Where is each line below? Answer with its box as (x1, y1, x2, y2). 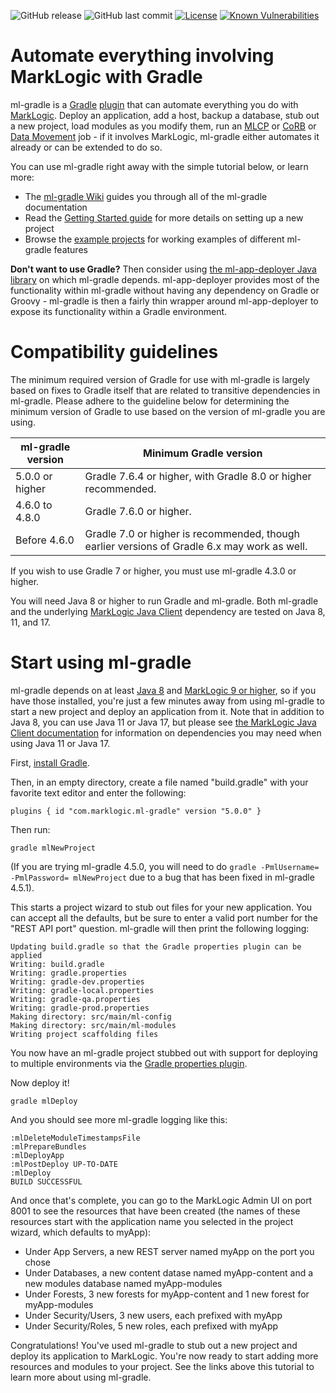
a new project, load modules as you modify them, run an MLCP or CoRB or (10, 120, 317, 132)
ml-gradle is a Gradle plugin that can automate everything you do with (10, 98, 299, 110)
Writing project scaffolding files (10, 1029, 159, 1039)
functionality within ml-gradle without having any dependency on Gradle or (10, 284, 320, 296)
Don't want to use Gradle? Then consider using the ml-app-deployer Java (10, 263, 317, 275)
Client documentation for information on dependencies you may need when (10, 726, 322, 739)
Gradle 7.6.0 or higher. (84, 504, 192, 518)
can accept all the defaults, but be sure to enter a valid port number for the (10, 911, 318, 924)
